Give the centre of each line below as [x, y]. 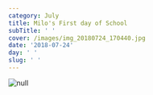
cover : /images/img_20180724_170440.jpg [77, 38]
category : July [34, 16]
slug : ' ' [25, 61]
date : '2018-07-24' [41, 46]
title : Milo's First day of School [68, 23]
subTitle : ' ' [32, 30]
